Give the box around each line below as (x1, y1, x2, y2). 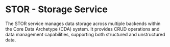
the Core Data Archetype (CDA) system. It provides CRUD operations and (5, 26, 160, 32)
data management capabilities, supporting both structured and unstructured (5, 31, 165, 37)
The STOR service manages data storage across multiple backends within (5, 20, 161, 27)
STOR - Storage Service (5, 4, 108, 15)
